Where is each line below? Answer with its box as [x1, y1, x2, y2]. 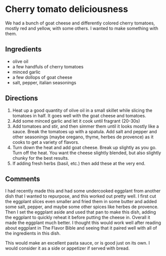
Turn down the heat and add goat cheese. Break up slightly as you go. [12, 144, 157, 150]
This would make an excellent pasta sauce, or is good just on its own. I [5, 240, 150, 246]
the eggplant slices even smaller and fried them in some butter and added [5, 199, 157, 205]
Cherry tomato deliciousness [5, 3, 128, 15]
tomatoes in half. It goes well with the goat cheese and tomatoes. [12, 112, 146, 118]
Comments [5, 175, 40, 183]
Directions [5, 94, 38, 103]
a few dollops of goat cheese [12, 74, 72, 80]
